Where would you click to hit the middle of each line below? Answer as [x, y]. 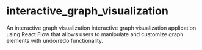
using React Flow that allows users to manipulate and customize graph [95, 34]
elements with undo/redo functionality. [55, 40]
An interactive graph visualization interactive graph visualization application [101, 28]
